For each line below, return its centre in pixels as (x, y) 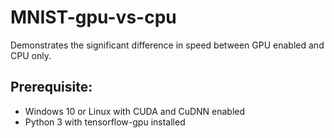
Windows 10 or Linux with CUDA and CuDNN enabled (135, 111)
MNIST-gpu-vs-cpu (93, 17)
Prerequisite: (51, 87)
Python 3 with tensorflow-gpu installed (105, 122)
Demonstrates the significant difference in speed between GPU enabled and (167, 45)
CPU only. (31, 55)
